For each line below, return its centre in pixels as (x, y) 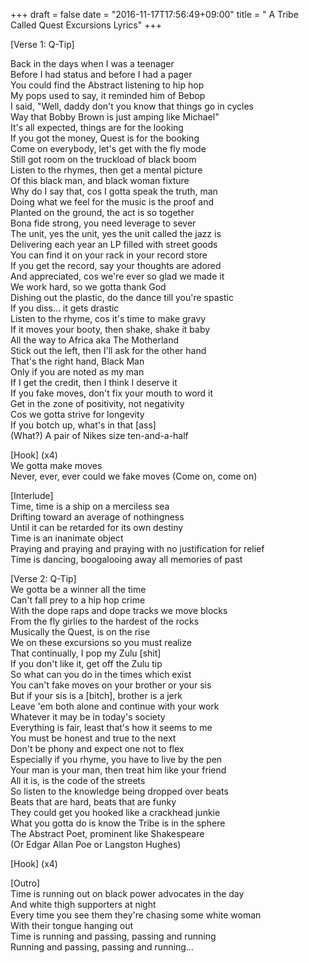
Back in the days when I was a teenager (92, 63)
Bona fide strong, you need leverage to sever (103, 223)
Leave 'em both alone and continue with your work (115, 706)
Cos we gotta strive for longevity (77, 414)
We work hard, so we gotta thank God (88, 287)
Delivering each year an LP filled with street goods (114, 244)
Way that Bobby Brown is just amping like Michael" (115, 117)
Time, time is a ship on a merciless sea (90, 506)
